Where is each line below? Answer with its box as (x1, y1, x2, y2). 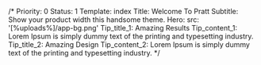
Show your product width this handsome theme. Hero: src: (8, 15, 200, 24)
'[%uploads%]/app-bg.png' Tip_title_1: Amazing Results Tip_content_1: (8, 23, 238, 32)
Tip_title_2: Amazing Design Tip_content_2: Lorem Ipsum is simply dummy (8, 40, 250, 49)
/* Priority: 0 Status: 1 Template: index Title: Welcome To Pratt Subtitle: (8, 7, 239, 16)
